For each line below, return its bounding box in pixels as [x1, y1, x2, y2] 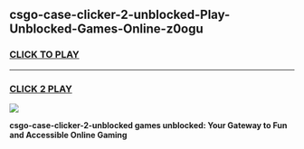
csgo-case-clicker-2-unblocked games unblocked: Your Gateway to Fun [9, 119, 288, 130]
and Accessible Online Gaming [9, 129, 128, 140]
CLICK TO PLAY [9, 49, 80, 61]
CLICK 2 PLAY [9, 82, 72, 95]
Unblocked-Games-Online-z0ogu [9, 22, 204, 37]
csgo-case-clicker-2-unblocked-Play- [9, 7, 231, 23]
